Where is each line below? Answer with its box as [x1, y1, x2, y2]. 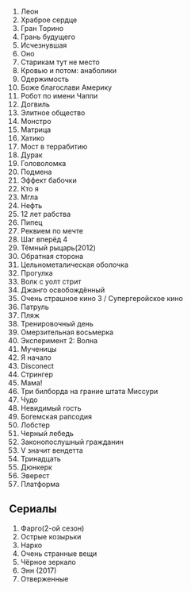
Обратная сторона [20, 252, 84, 261]
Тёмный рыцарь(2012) [20, 243, 96, 253]
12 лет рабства [20, 210, 71, 218]
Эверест [20, 471, 50, 480]
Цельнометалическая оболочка [20, 260, 129, 269]
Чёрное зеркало [20, 557, 76, 566]
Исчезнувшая [20, 41, 67, 50]
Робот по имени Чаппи [20, 91, 98, 100]
